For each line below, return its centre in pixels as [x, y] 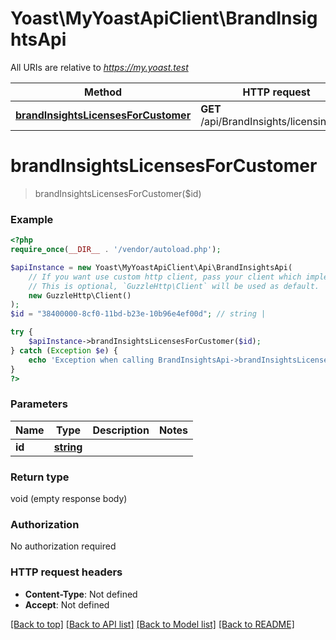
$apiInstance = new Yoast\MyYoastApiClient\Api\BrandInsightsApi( [151, 267]
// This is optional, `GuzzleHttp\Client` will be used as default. [174, 286]
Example [32, 219]
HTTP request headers [66, 572]
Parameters [39, 404]
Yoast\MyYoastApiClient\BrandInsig [164, 18]
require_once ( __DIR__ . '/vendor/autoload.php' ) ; [116, 250]
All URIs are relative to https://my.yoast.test [99, 67]
